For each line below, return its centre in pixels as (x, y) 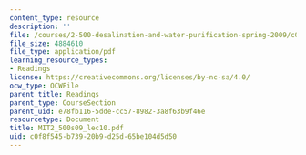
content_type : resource (55, 18)
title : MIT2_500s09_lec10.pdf (67, 129)
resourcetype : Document (55, 119)
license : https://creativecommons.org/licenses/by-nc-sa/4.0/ (130, 77)
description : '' (40, 26)
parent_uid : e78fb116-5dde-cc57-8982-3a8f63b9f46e (107, 111)
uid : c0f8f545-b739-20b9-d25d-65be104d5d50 (93, 137)
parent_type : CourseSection (63, 103)
